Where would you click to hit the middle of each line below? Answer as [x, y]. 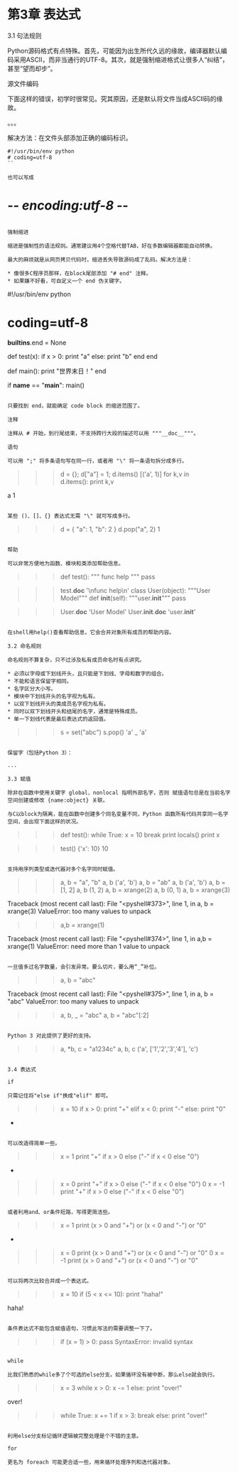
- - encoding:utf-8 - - [68, 206]
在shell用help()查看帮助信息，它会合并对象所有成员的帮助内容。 [91, 632]
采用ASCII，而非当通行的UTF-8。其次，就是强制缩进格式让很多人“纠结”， [121, 59]
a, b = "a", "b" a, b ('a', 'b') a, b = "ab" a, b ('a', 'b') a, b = [143, 882]
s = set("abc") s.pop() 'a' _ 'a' [103, 732]
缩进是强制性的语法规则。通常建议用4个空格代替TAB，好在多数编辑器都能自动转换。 [112, 246]
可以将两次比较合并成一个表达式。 [50, 1281]
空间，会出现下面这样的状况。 [44, 822]
